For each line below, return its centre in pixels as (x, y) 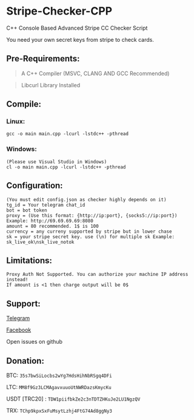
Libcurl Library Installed (51, 85)
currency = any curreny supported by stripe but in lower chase (89, 232)
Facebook (19, 330)
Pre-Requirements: (43, 59)
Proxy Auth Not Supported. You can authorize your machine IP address (97, 275)
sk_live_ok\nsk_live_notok (40, 242)
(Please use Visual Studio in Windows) (57, 162)
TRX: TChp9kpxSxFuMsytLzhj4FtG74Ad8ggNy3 (59, 410)
